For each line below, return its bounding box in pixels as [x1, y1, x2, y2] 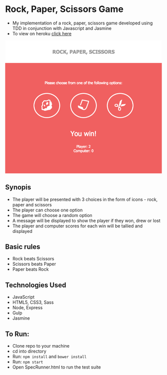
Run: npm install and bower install [12, 353, 87, 360]
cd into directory [12, 348, 47, 354]
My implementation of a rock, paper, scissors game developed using [12, 20, 153, 26]
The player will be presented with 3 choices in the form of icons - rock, [12, 196, 158, 202]
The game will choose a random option [12, 212, 93, 218]
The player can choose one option [12, 207, 83, 213]
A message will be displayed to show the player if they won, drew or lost [12, 217, 161, 223]
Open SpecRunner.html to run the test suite [12, 364, 101, 370]
